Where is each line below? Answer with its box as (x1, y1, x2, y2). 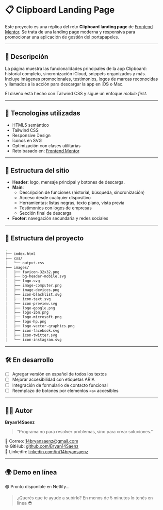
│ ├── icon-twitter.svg (5, 333, 57, 338)
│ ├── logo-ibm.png (5, 310, 49, 315)
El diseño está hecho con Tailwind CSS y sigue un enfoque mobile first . (5, 90, 147, 96)
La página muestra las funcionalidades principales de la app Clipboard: (5, 66, 147, 71)
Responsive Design (12, 132, 51, 138)
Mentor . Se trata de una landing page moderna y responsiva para (5, 29, 135, 34)
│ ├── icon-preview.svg (5, 301, 57, 306)
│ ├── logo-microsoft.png (5, 315, 62, 320)
